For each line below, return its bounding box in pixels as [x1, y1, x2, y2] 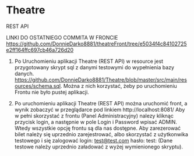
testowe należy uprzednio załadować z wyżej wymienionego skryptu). [14, 143, 184, 150]
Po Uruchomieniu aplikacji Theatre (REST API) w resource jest [14, 58, 164, 65]
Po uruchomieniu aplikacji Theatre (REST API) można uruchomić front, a [14, 100, 188, 107]
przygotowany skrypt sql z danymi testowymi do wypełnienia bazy [14, 63, 175, 70]
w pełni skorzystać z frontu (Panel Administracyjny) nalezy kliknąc [14, 112, 174, 119]
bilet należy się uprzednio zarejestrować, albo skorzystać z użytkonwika [14, 130, 188, 137]
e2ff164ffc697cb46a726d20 [6, 46, 74, 53]
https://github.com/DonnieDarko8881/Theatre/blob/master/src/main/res [14, 76, 188, 83]
